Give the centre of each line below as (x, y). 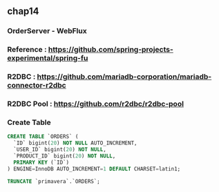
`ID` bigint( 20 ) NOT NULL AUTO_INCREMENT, (75, 143)
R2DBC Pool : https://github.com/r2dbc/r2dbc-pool (96, 104)
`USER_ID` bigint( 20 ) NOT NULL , (60, 150)
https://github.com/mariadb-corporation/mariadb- (124, 77)
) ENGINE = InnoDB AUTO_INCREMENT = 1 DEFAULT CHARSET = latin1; (94, 169)
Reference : (27, 50)
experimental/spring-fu (48, 58)
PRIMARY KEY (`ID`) (41, 162)
